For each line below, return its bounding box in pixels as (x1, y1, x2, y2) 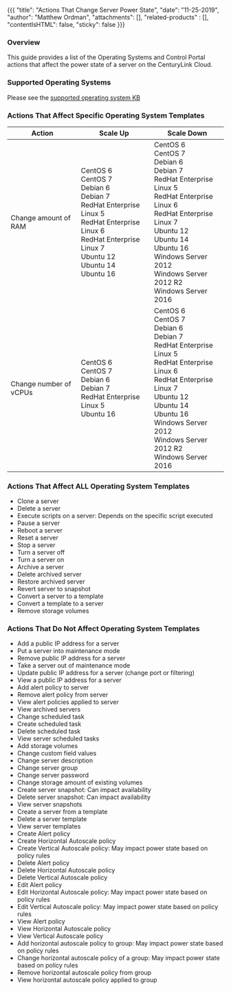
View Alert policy (16, 917, 65, 926)
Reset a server (16, 533, 58, 542)
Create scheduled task (16, 720, 82, 728)
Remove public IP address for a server (16, 654, 126, 663)
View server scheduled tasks (16, 734, 100, 743)
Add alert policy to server (16, 683, 89, 692)
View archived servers (16, 705, 81, 714)
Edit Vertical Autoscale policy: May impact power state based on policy (16, 903, 219, 911)
